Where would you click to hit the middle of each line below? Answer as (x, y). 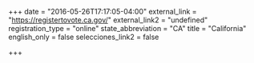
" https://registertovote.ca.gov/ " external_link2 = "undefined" (108, 20)
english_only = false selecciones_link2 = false (84, 37)
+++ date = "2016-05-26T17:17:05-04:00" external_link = (103, 12)
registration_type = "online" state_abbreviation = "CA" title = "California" (127, 28)
